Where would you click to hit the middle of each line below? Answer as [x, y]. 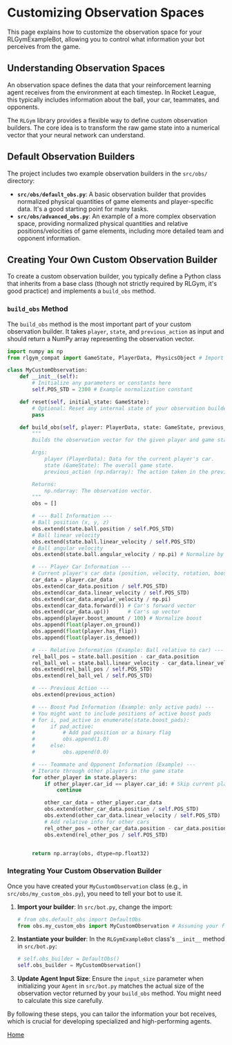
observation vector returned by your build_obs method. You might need [119, 993]
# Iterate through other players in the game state [108, 771]
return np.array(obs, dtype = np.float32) [91, 853]
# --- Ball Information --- [72, 516]
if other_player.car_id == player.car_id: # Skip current [129, 784]
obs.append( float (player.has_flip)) [85, 631]
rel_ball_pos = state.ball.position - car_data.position [115, 656]
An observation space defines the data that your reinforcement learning [109, 85]
